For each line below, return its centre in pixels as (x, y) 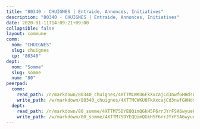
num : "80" (24, 78)
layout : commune (26, 34)
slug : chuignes (30, 51)
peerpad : (17, 84)
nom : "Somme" (28, 67)
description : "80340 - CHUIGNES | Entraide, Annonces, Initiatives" (93, 17)
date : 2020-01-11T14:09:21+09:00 (48, 23)
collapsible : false (30, 28)
